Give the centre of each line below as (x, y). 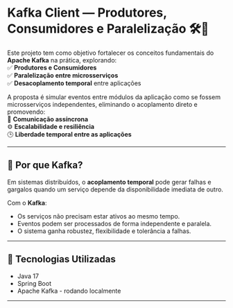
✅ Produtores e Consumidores (52, 67)
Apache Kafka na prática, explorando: (62, 60)
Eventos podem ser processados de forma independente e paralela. (114, 223)
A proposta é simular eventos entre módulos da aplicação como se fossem (114, 97)
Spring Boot (34, 283)
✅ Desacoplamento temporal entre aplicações (74, 83)
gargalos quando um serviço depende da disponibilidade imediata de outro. (115, 189)
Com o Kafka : (27, 203)
